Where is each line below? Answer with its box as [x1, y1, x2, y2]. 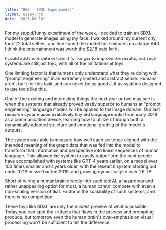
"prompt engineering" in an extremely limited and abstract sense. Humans [5, 75, 157, 82]
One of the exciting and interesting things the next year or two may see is [5, 96, 155, 102]
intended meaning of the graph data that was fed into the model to [5, 142, 141, 148]
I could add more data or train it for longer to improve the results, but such [5, 56, 157, 61]
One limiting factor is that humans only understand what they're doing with [5, 70, 158, 76]
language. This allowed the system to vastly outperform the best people [5, 153, 152, 159]
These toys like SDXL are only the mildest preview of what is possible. [5, 204, 148, 210]
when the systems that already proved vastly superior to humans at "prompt [5, 101, 161, 107]
